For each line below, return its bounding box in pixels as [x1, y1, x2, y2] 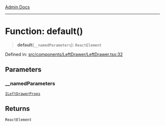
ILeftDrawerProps [5, 91, 41, 96]
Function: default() [5, 26, 83, 37]
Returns [5, 105, 30, 113]
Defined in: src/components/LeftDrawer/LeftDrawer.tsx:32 [5, 51, 123, 57]
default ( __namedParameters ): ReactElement [17, 42, 102, 48]
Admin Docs [5, 4, 30, 10]
